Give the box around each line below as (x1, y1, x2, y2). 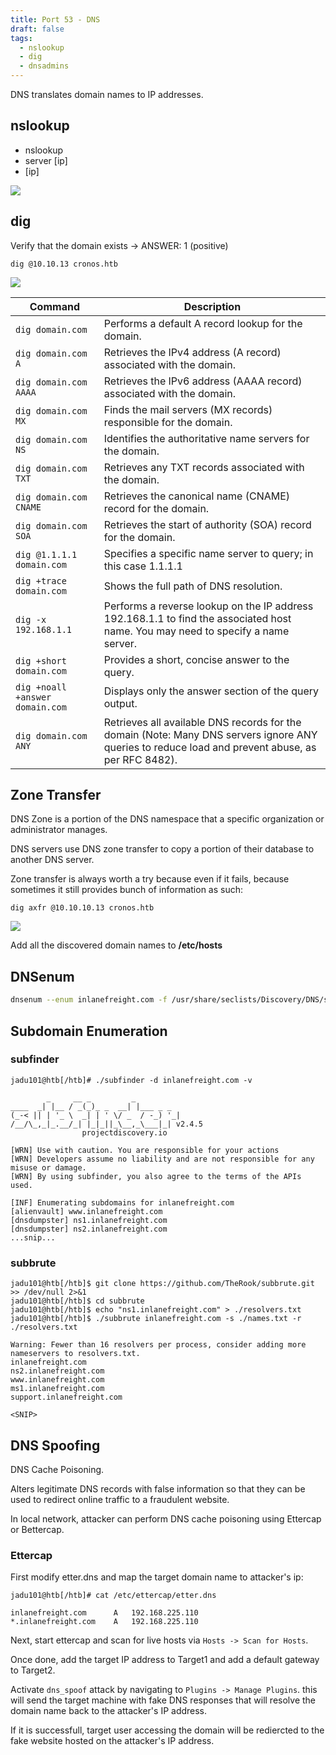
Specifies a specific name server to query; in (103, 546, 314, 560)
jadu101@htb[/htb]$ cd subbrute (10, 1296, 145, 1306)
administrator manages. (10, 824, 108, 836)
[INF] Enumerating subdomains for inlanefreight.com (10, 1197, 235, 1208)
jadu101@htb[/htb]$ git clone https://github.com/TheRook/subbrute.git (10, 1279, 315, 1289)
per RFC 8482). (103, 752, 178, 766)
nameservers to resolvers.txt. (10, 1349, 141, 1359)
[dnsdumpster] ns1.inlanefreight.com (10, 1215, 168, 1225)
